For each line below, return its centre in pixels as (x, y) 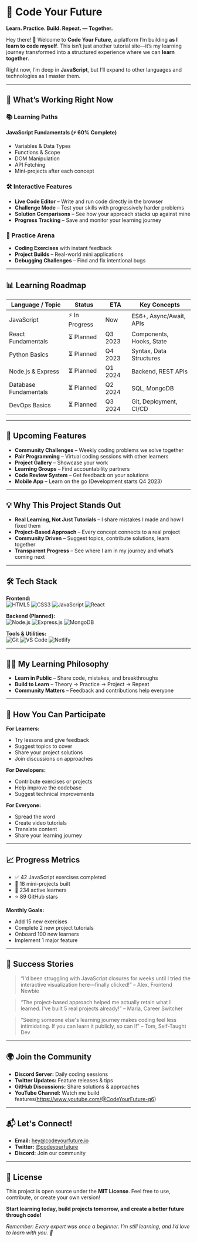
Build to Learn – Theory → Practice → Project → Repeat (82, 684)
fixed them (28, 525)
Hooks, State (149, 342)
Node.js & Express (34, 372)
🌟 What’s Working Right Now (60, 100)
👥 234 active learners (40, 890)
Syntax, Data (149, 351)
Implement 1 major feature (46, 940)
